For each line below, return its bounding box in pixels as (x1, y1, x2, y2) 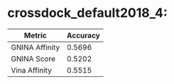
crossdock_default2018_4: (7, 5, 168, 21)
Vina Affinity (11, 65, 52, 75)
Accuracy (66, 30, 101, 40)
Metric (23, 30, 48, 40)
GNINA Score (11, 54, 55, 64)
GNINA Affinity (11, 42, 60, 52)
